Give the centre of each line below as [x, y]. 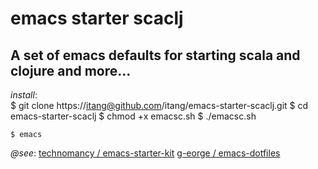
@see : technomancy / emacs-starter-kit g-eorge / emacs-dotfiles [145, 153]
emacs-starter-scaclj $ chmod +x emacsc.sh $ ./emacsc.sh [133, 116]
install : [24, 95]
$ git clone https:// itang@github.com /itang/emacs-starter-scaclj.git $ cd [159, 105]
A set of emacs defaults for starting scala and [155, 55]
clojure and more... [71, 70]
